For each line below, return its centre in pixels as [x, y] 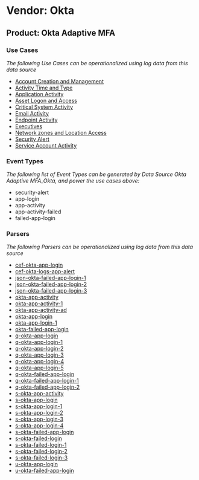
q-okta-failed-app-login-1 [47, 381]
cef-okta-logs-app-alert [45, 271]
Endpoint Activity [36, 120]
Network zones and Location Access [61, 132]
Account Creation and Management [59, 81]
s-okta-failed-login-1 [41, 445]
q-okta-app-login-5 [39, 368]
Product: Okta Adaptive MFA [61, 33]
